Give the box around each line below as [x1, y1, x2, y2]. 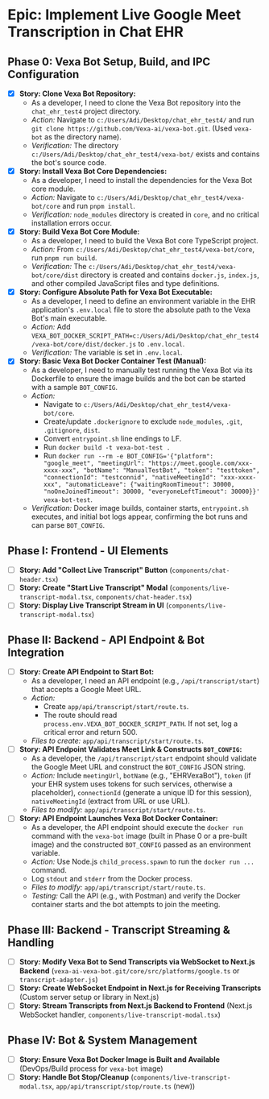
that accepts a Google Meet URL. [31, 685, 142, 695]
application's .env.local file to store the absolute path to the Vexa [31, 305, 251, 315]
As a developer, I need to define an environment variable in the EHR [31, 297, 255, 306]
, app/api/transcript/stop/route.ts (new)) [52, 1081, 196, 1091]
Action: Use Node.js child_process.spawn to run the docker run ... [31, 856, 255, 867]
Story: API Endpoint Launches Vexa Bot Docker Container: [19, 814, 218, 823]
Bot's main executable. [31, 313, 108, 323]
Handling [7, 935, 54, 949]
